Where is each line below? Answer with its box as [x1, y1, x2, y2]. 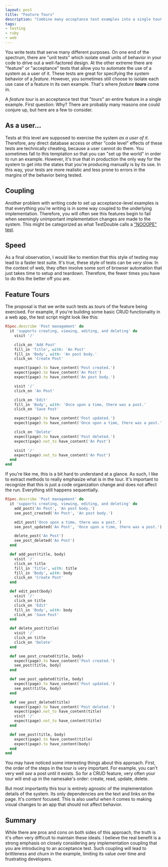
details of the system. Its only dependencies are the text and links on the [5, 791, 155, 797]
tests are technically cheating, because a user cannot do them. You [5, 145, 144, 151]
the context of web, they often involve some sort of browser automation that [5, 265, 162, 271]
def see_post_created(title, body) [9, 653, 84, 659]
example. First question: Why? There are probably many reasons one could [5, 101, 160, 107]
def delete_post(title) [9, 626, 59, 631]
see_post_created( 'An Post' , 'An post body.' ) [14, 510, 113, 516]
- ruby [5, 31, 19, 36]
